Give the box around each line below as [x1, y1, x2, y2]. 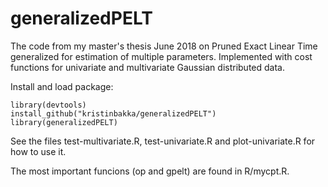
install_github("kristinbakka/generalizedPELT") [10, 108, 217, 119]
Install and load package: [10, 80, 114, 92]
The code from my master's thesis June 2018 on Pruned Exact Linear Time [10, 40, 318, 52]
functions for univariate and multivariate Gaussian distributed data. [10, 61, 285, 73]
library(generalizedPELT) [10, 117, 118, 127]
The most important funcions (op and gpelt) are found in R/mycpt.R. [10, 165, 290, 177]
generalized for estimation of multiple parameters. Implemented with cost [10, 50, 313, 62]
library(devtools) [10, 100, 87, 110]
